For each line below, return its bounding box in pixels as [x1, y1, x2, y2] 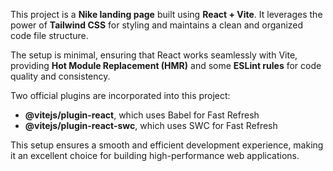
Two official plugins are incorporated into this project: [10, 90, 231, 101]
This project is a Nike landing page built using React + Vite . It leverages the [10, 9, 323, 20]
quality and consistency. [10, 70, 111, 82]
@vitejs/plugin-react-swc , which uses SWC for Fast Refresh [24, 120, 278, 131]
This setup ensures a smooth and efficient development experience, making [10, 139, 324, 151]
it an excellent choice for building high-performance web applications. [10, 150, 300, 161]
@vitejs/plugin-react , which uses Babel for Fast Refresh [24, 109, 260, 121]
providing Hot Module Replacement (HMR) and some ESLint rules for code [10, 60, 322, 71]
